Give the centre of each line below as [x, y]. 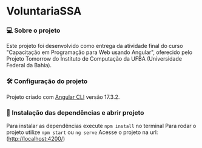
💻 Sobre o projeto [33, 30]
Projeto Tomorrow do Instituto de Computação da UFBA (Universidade [94, 59]
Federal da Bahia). [29, 66]
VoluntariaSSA [44, 11]
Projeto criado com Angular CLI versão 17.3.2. [63, 97]
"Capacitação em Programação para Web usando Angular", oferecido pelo [99, 52]
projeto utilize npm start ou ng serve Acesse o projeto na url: [82, 132]
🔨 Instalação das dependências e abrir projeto [75, 112]
